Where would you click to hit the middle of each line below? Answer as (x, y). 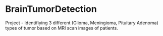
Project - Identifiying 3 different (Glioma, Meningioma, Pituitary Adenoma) (82, 23)
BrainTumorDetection (51, 9)
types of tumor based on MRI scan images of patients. (62, 28)
